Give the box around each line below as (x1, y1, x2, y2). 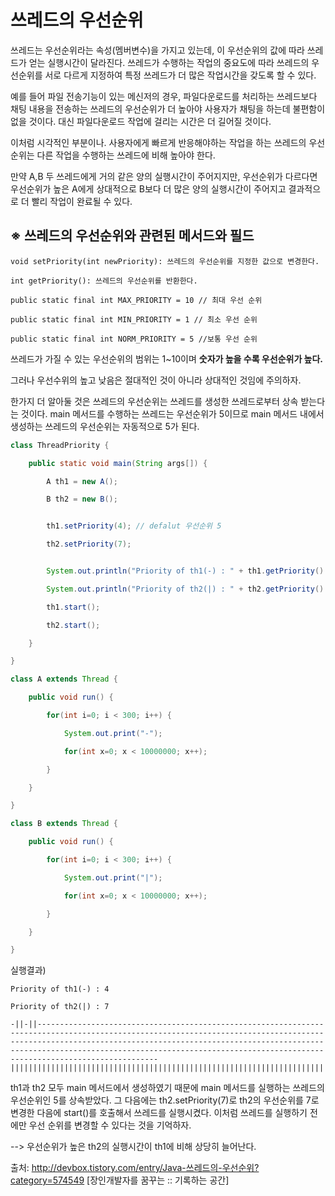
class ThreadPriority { (10, 440, 110, 450)
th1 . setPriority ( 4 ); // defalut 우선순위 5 (46, 521, 222, 531)
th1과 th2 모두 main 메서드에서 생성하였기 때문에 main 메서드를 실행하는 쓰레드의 (10, 1082, 325, 1094)
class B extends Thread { (10, 819, 118, 829)
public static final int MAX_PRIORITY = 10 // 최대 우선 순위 (10, 295, 263, 305)
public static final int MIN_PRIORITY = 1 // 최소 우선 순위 (10, 314, 258, 325)
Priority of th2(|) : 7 (10, 1002, 110, 1012)
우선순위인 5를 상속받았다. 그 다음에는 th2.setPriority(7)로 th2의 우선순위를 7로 (10, 1094, 320, 1106)
